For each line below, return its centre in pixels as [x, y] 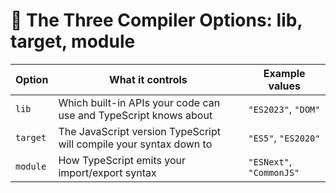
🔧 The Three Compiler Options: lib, [156, 20]
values [284, 86]
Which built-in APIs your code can [139, 102]
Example [284, 73]
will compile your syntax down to [135, 144]
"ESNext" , [270, 161]
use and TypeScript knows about [135, 115]
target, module [73, 41]
